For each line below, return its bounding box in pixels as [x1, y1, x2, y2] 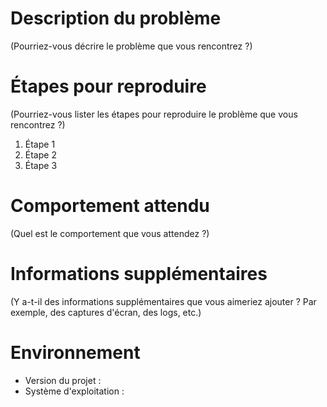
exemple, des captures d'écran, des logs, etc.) [10, 306, 202, 318]
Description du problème [10, 7, 222, 30]
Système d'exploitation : [24, 385, 125, 397]
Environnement [10, 341, 141, 364]
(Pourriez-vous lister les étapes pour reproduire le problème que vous [10, 108, 298, 120]
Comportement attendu [10, 195, 210, 217]
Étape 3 [24, 159, 58, 171]
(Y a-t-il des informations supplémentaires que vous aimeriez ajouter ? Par [10, 295, 317, 307]
